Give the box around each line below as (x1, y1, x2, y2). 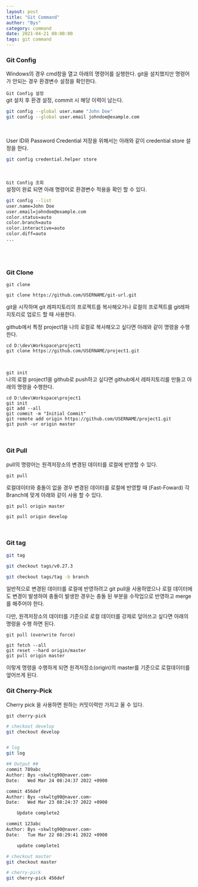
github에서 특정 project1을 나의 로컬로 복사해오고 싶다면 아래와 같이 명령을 (6, 324, 179, 331)
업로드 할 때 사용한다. (26, 311, 76, 318)
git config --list (6, 198, 52, 203)
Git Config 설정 (6, 90, 44, 97)
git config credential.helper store (6, 156, 97, 162)
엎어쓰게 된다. (6, 672, 39, 679)
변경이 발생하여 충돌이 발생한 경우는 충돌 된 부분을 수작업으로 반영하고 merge (12, 593, 191, 600)
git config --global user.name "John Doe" (6, 108, 113, 115)
